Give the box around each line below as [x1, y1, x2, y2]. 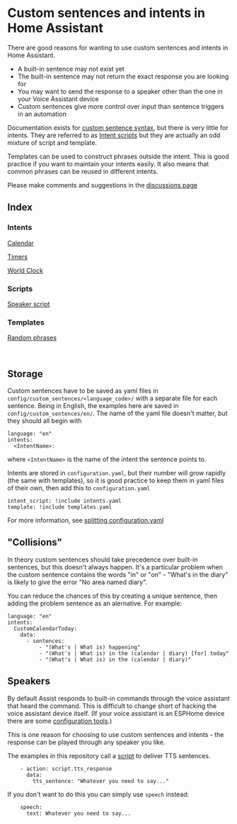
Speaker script [7, 299, 50, 308]
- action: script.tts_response [20, 765, 112, 772]
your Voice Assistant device [17, 94, 99, 103]
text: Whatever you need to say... [25, 810, 132, 817]
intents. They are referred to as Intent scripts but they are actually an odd [7, 131, 221, 139]
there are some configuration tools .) [7, 716, 112, 725]
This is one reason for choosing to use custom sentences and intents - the [7, 730, 224, 738]
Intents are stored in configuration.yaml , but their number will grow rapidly [7, 469, 226, 477]
